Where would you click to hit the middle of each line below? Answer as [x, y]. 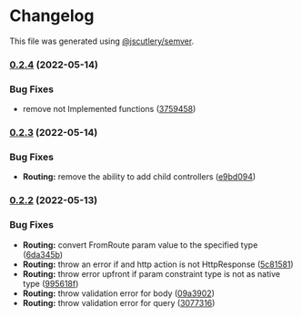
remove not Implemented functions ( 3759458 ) [109, 109]
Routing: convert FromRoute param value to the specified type [140, 245]
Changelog [52, 16]
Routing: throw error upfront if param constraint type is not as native [151, 273]
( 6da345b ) [43, 254]
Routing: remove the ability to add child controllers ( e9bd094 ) [139, 177]
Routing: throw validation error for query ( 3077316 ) [119, 302]
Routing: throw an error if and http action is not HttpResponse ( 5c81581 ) [158, 264]
